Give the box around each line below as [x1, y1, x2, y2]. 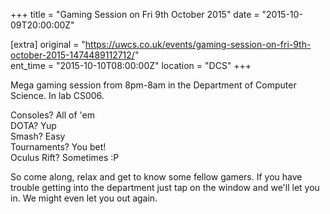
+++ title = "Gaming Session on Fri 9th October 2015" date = [10, 9, 260, 20]
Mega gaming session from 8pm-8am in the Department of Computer [10, 79, 297, 91]
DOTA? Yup [10, 120, 57, 131]
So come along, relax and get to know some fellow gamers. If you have [10, 171, 303, 183]
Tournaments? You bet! [10, 141, 107, 153]
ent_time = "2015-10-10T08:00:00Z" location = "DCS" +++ [10, 60, 252, 71]
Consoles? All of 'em [10, 109, 96, 121]
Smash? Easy [10, 130, 66, 142]
